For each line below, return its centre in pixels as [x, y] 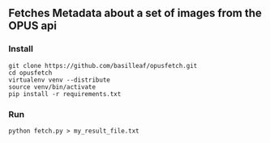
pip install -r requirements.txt [65, 94]
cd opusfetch [30, 73]
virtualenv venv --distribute [60, 80]
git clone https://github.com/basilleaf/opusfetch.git [103, 65]
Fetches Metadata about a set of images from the [135, 13]
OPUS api [33, 26]
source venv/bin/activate [52, 87]
